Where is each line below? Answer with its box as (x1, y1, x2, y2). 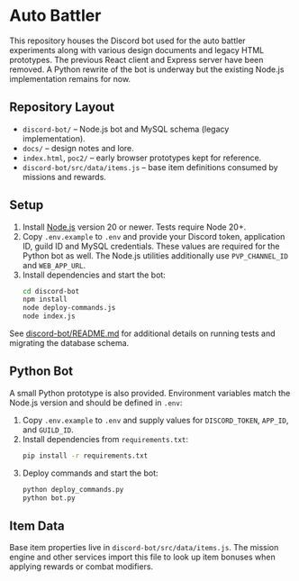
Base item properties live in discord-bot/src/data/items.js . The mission (9, 542, 279, 553)
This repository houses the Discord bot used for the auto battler (9, 35, 246, 46)
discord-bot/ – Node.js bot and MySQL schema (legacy (22, 123, 230, 134)
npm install (22, 295, 68, 304)
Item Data (9, 518, 65, 533)
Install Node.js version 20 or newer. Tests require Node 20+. (22, 222, 247, 232)
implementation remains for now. (9, 73, 131, 84)
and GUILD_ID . (22, 424, 74, 435)
